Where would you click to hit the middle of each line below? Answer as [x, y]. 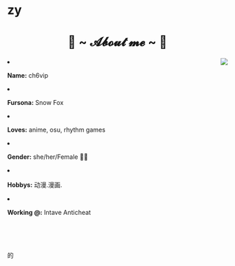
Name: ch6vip [28, 76]
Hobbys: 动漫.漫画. [35, 185]
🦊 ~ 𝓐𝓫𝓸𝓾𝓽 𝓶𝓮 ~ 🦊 [117, 42]
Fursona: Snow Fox [36, 103]
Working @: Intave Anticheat [49, 213]
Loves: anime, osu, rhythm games [57, 130]
